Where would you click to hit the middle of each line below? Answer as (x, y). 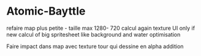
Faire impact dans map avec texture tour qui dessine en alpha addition (95, 46)
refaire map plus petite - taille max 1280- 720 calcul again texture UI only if (100, 28)
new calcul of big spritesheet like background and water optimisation (93, 34)
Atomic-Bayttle (46, 11)
